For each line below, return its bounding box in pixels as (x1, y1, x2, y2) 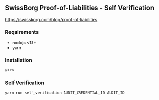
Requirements (5, 29, 39, 35)
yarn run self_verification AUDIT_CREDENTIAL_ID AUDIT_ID (5, 90, 125, 95)
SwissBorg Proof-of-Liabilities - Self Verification (5, 4, 154, 12)
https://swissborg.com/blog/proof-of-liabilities (5, 16, 98, 22)
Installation (5, 57, 32, 64)
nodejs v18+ (12, 40, 37, 45)
